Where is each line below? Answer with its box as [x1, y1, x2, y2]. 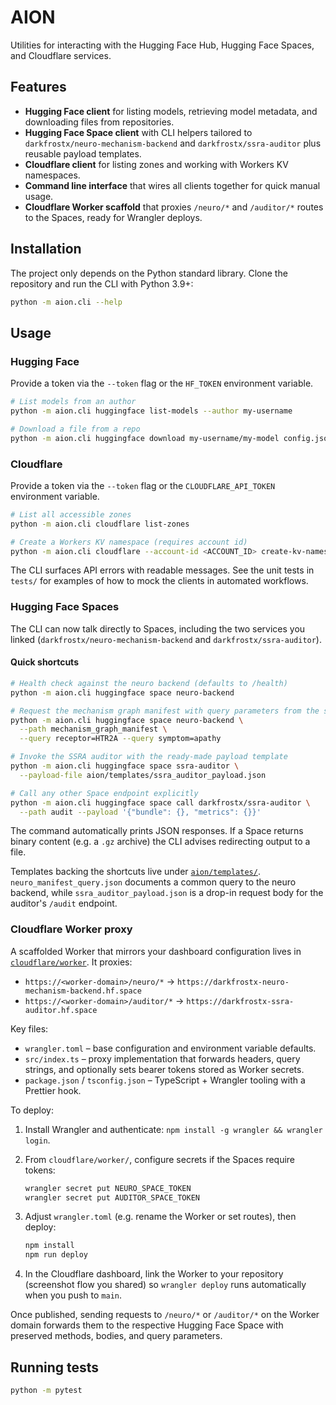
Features [10, 79, 67, 96]
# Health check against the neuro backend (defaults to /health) [10, 678, 288, 688]
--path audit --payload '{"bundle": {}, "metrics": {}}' [19, 807, 262, 817]
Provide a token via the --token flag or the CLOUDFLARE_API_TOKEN [10, 479, 276, 491]
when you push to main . [24, 1289, 123, 1301]
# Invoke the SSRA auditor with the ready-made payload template [10, 752, 288, 762]
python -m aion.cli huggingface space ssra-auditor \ [10, 761, 240, 771]
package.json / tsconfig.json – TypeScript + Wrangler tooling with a [24, 1074, 306, 1086]
